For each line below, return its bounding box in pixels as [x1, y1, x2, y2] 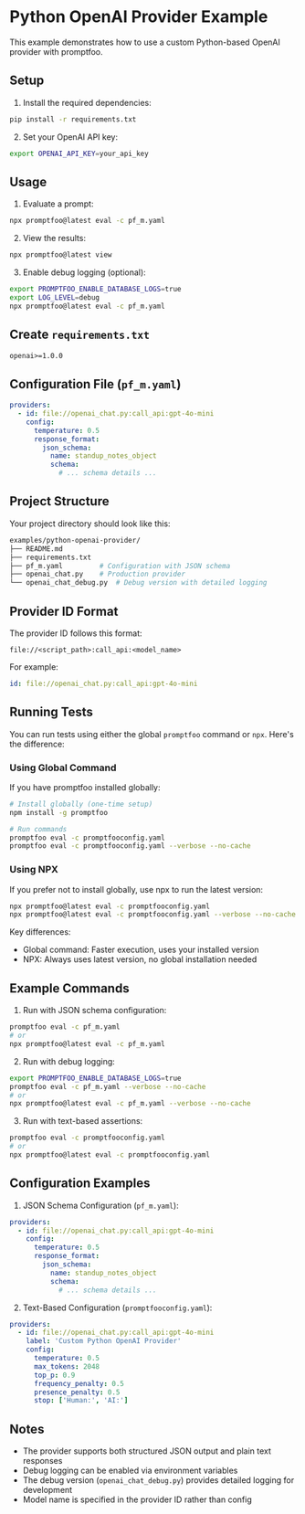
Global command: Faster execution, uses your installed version [22, 944, 259, 956]
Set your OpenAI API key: [22, 131, 119, 143]
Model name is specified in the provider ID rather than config [22, 1494, 253, 1505]
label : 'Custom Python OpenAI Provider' [26, 1337, 182, 1346]
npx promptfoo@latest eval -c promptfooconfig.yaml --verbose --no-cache [9, 910, 297, 919]
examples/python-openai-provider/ [9, 535, 142, 545]
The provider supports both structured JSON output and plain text [22, 1445, 272, 1456]
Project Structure [9, 493, 110, 509]
